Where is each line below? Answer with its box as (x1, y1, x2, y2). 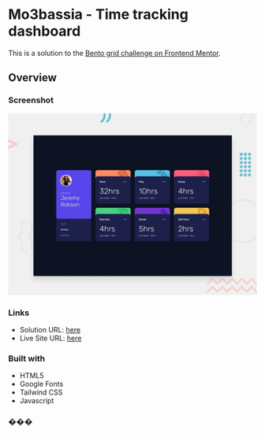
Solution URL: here (19, 325, 81, 335)
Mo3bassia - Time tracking (8, 6, 189, 24)
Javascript (19, 396, 54, 406)
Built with (8, 353, 46, 364)
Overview (8, 71, 58, 84)
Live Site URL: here (19, 333, 82, 343)
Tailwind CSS (19, 388, 63, 397)
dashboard (8, 22, 81, 40)
